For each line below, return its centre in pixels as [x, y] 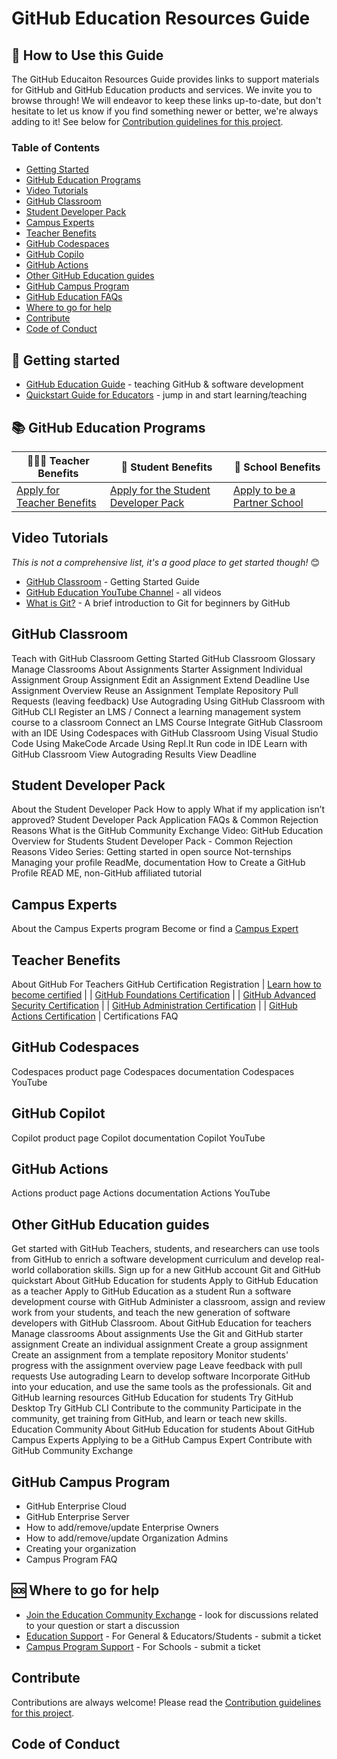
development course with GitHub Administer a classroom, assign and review [168, 1302]
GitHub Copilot [58, 1113]
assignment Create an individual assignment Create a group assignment [159, 1344]
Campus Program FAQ [71, 1559]
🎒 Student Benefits [166, 467]
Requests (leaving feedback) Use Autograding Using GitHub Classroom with [168, 701]
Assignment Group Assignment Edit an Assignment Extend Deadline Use [161, 679]
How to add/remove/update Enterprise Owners [122, 1528]
